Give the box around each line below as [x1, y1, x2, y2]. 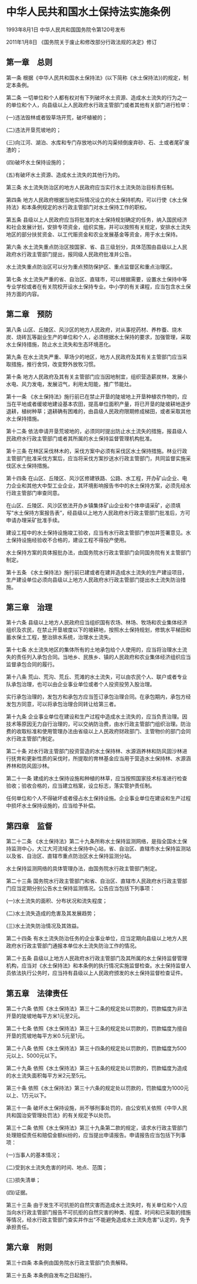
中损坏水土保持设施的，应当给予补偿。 [6, 802, 98, 809]
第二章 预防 [6, 310, 53, 320]
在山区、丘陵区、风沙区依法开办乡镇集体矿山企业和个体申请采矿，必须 [6, 501, 176, 509]
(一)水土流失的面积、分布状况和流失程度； [6, 897, 108, 904]
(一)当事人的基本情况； [6, 1152, 62, 1158]
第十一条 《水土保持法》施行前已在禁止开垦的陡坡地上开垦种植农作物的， [6, 392, 182, 400]
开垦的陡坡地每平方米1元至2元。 [6, 1013, 84, 1019]
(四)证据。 [6, 1189, 31, 1196]
